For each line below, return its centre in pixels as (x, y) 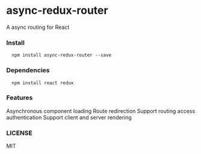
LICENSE (20, 133)
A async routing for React (38, 27)
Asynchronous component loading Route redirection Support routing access (101, 111)
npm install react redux (43, 83)
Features (20, 98)
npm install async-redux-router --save (62, 55)
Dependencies (28, 70)
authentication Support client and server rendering (69, 117)
